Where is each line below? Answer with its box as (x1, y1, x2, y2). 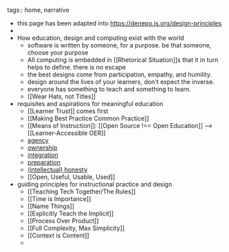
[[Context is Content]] (27, 231, 89, 240)
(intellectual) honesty (27, 165, 88, 174)
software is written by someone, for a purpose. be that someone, (27, 41, 212, 49)
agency (27, 136, 50, 144)
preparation (27, 158, 61, 166)
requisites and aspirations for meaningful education (17, 100, 164, 107)
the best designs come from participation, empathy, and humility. (27, 70, 212, 78)
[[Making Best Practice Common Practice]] (27, 114, 149, 123)
